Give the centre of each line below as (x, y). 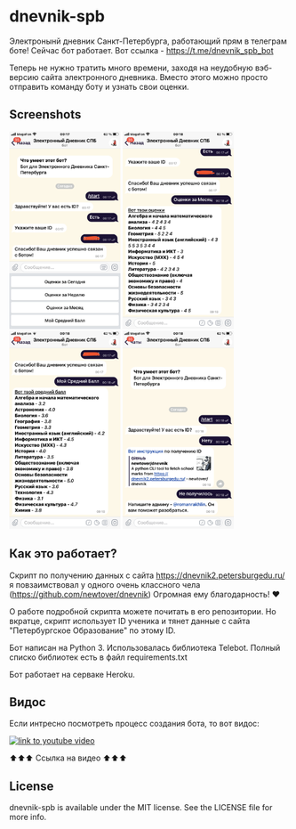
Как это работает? (63, 554)
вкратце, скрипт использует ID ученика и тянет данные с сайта (130, 621)
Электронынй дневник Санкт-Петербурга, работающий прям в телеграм (148, 41)
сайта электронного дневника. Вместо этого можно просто (154, 77)
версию (24, 77)
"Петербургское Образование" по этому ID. (92, 630)
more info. (28, 817)
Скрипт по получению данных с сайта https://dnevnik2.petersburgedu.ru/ (147, 575)
